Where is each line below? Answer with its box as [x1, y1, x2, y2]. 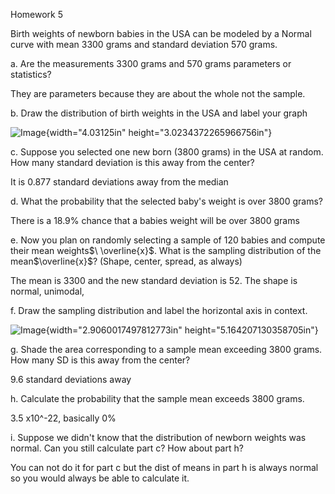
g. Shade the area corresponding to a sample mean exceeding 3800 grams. [10, 344, 323, 355]
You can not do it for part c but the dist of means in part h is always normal [10, 462, 319, 473]
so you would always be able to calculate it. [10, 472, 190, 484]
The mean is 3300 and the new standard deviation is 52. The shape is [10, 275, 298, 286]
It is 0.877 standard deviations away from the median [10, 176, 229, 188]
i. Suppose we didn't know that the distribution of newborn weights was [10, 432, 307, 443]
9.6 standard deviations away [10, 374, 132, 385]
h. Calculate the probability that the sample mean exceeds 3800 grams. [10, 393, 305, 404]
